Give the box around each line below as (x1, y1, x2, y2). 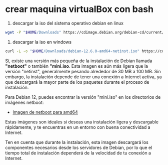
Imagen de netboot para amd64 (12, 109, 78, 115)
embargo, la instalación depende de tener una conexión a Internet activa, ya (5, 74, 162, 80)
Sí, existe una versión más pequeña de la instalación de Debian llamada (5, 58, 152, 64)
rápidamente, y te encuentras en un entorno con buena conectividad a (5, 124, 151, 130)
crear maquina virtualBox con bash (5, 4, 154, 15)
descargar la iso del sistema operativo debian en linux (12, 20, 124, 26)
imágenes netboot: (5, 99, 44, 105)
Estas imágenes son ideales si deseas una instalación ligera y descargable (5, 119, 159, 125)
